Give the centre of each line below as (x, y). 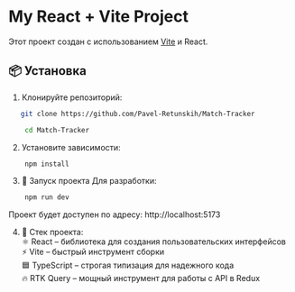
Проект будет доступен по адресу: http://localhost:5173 (115, 214)
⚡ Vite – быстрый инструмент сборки (93, 252)
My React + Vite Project (98, 17)
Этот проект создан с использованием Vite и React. (108, 41)
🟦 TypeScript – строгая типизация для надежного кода (128, 265)
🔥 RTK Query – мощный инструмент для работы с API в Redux (141, 278)
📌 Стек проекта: (52, 233)
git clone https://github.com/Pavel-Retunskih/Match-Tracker (138, 114)
